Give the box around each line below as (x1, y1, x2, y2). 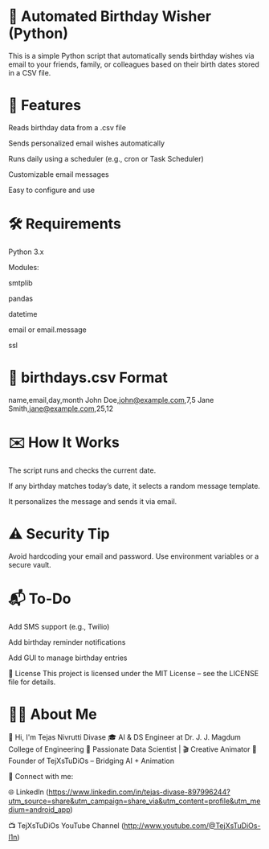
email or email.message (8, 325, 87, 334)
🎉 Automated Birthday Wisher (8, 7, 211, 26)
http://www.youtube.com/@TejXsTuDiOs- (124, 820, 261, 831)
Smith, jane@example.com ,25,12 (8, 404, 114, 413)
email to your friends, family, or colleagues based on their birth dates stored (8, 59, 259, 69)
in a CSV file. (8, 68, 51, 77)
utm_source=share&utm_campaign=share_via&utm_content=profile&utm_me (8, 796, 261, 806)
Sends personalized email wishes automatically (8, 138, 165, 148)
